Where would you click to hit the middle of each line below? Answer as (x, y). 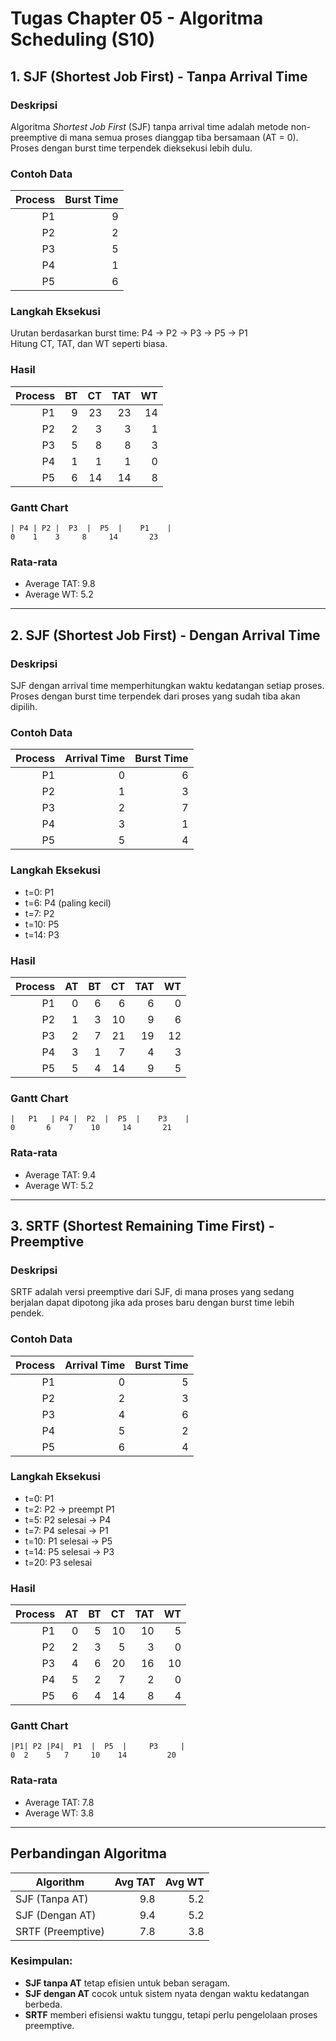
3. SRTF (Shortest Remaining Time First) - (142, 1225)
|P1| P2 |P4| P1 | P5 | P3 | (98, 1747)
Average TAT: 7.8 (59, 1802)
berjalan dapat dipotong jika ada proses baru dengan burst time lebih (152, 1303)
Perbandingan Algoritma (88, 1853)
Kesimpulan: (41, 1961)
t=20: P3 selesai (58, 1562)
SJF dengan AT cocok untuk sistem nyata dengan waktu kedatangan (167, 1993)
